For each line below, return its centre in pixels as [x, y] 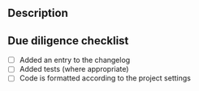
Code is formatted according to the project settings [105, 78]
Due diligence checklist [68, 41]
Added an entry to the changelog [75, 60]
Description [38, 13]
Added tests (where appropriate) [74, 69]
